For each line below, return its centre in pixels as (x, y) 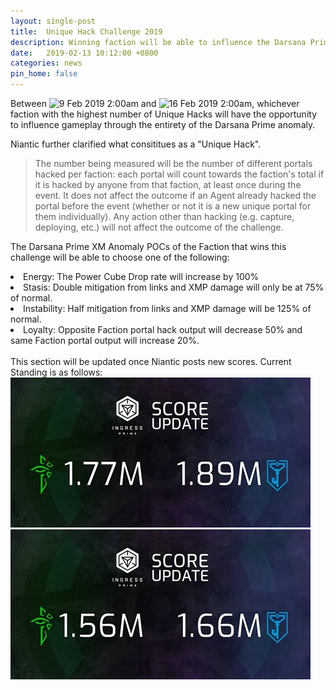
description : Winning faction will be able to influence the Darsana (158, 42)
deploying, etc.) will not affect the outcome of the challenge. (159, 227)
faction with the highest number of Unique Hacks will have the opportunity (163, 114)
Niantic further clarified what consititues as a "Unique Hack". (136, 144)
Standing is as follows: (56, 372)
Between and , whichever (155, 103)
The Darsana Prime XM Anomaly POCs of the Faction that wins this (148, 246)
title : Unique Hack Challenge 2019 (86, 31)
